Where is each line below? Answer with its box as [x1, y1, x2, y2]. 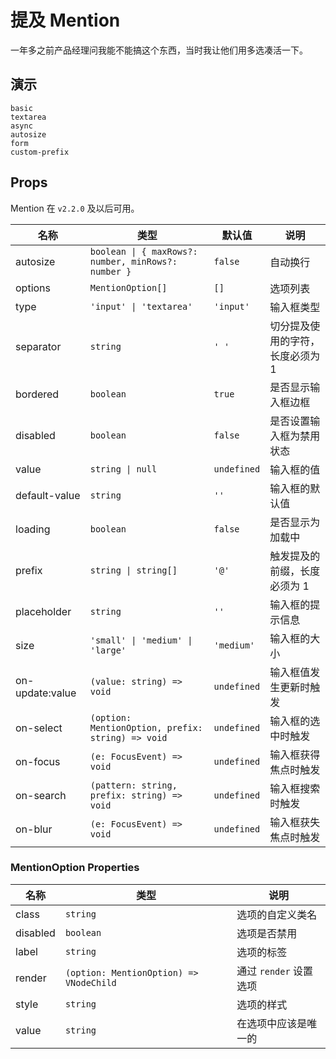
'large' [89, 644, 127, 656]
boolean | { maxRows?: [89, 246, 198, 257]
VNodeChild [64, 977, 117, 988]
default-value [15, 488, 81, 502]
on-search [15, 788, 67, 802]
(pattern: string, [89, 779, 178, 791]
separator [15, 339, 62, 353]
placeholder [15, 604, 72, 618]
